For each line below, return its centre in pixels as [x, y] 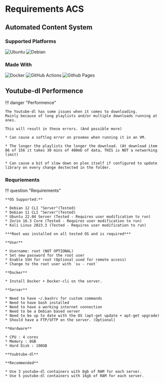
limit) [12, 154]
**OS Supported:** [24, 200]
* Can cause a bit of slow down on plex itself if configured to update [81, 163]
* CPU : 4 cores [22, 337]
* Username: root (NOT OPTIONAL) [39, 251]
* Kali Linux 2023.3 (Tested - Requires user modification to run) [76, 225]
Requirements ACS [45, 9]
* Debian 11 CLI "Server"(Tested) [41, 212]
